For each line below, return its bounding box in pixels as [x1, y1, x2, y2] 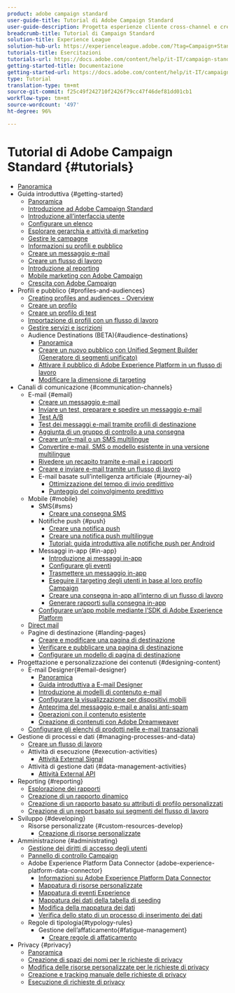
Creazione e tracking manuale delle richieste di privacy [27, 970, 187, 978]
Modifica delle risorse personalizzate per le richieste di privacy [27, 963, 210, 971]
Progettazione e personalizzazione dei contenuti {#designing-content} [17, 658, 221, 666]
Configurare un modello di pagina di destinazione [38, 650, 180, 659]
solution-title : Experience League [7, 36, 111, 43]
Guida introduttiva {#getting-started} [17, 190, 124, 198]
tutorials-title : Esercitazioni [7, 50, 101, 57]
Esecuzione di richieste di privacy [27, 978, 125, 986]
